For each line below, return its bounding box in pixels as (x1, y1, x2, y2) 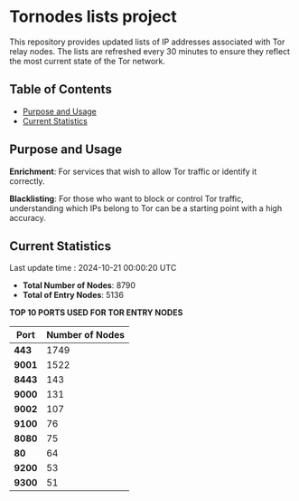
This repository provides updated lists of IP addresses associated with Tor (9, 36, 285, 47)
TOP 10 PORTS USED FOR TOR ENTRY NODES (9, 307, 183, 318)
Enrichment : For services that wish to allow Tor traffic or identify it (9, 166, 257, 177)
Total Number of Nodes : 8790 (22, 280, 136, 291)
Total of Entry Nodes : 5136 (22, 290, 125, 301)
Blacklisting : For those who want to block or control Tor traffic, (9, 193, 244, 204)
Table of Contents (9, 82, 113, 97)
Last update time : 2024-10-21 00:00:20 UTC (9, 263, 177, 274)
